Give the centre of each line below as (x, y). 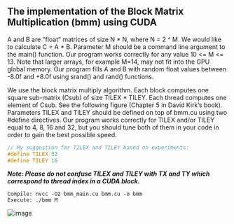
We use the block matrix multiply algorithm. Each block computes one (108, 90)
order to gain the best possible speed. (62, 134)
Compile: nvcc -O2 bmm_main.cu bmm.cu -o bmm (75, 194)
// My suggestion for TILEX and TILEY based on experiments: (98, 147)
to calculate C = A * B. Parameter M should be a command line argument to (116, 47)
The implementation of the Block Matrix (96, 12)
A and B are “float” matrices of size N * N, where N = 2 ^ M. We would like (115, 39)
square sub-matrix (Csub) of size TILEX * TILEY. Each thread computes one (117, 97)
